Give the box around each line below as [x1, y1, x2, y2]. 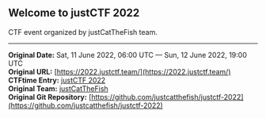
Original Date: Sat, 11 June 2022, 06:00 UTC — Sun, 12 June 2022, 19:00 [8, 50, 247, 59]
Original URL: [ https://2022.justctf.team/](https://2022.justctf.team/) [8, 67, 231, 76]
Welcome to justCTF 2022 [8, 6, 140, 20]
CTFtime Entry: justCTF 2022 [8, 75, 106, 85]
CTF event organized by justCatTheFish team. [8, 27, 158, 36]
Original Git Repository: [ [8, 92, 92, 101]
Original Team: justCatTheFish [8, 83, 108, 93]
